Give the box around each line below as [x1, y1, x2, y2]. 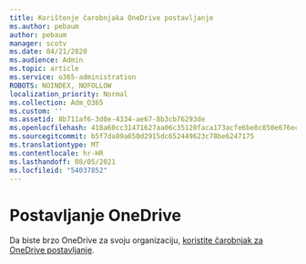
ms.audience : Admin [9, 56, 84, 65]
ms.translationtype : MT [9, 140, 100, 149]
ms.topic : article [9, 65, 79, 74]
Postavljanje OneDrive [9, 205, 182, 226]
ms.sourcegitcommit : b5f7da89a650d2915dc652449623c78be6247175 [9, 132, 255, 141]
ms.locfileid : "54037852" [9, 166, 107, 175]
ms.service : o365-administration [9, 73, 137, 82]
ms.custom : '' [9, 107, 64, 116]
